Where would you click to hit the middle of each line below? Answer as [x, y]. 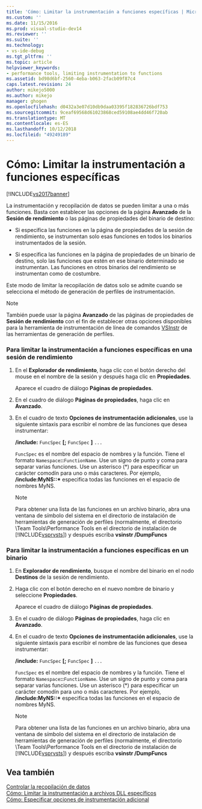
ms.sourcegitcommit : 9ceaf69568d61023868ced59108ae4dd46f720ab [87, 112]
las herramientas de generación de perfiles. [60, 334]
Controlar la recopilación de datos [48, 787]
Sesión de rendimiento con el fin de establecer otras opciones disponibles [99, 321]
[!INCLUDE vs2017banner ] [38, 194]
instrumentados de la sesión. [51, 243]
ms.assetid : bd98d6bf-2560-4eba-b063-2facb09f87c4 [71, 79]
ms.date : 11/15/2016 [32, 23]
